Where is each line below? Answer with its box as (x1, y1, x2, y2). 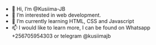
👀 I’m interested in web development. (11, 12, 101, 18)
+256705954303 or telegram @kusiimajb (11, 32, 111, 39)
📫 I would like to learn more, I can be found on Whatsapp (11, 24, 151, 31)
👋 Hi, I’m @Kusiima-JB (11, 6, 65, 12)
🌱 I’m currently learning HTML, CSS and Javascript (11, 18, 134, 24)
